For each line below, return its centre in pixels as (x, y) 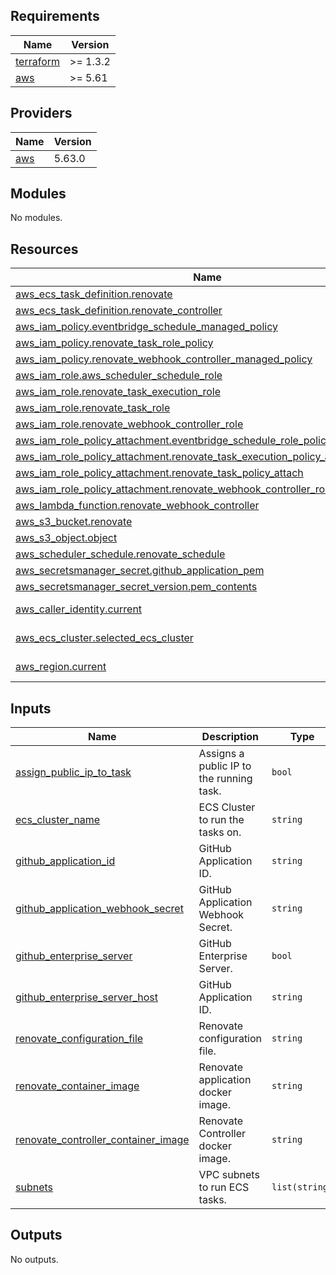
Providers (41, 113)
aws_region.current (61, 667)
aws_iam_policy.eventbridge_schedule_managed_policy (146, 327)
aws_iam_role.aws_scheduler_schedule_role (119, 376)
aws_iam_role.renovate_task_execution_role (118, 392)
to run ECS (224, 1187)
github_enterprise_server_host (86, 997)
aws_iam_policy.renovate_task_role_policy (114, 343)
